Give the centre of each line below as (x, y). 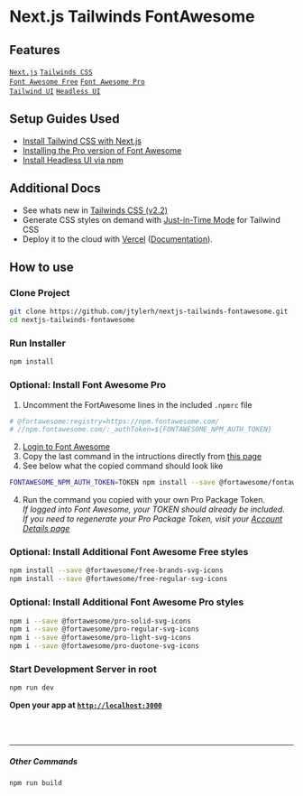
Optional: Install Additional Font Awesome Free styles (129, 552)
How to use (41, 268)
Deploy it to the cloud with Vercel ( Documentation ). (118, 239)
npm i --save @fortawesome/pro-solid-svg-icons (101, 621)
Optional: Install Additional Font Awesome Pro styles (127, 602)
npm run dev (32, 688)
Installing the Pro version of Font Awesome (102, 150)
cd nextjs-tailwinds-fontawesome (72, 320)
